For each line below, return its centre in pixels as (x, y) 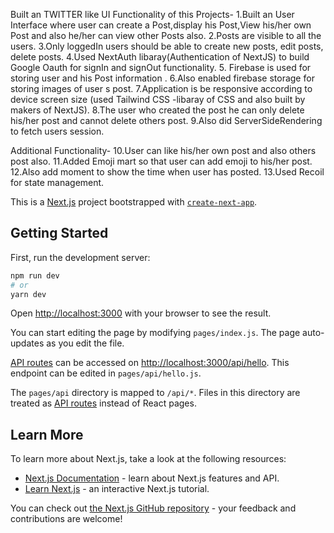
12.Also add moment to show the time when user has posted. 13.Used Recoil (167, 172)
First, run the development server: (80, 257)
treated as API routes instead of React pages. (103, 403)
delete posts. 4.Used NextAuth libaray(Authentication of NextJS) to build (160, 57)
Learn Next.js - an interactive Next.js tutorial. (117, 489)
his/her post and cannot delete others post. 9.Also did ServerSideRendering (166, 120)
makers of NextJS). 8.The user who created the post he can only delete (157, 110)
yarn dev (28, 294)
